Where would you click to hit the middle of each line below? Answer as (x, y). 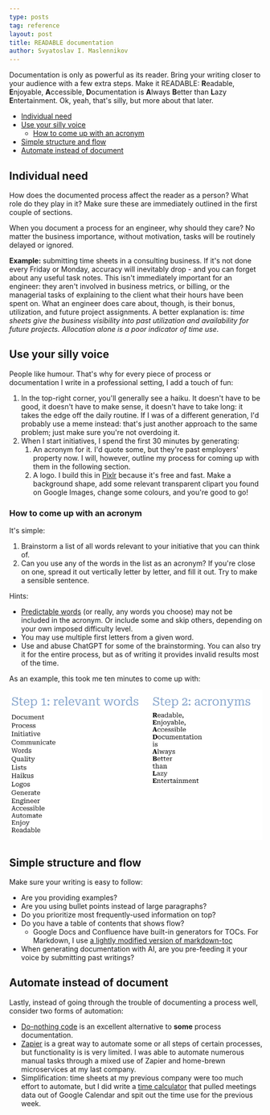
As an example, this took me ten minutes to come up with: (105, 679)
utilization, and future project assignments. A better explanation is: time (127, 312)
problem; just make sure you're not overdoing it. (100, 432)
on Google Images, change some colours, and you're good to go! (140, 492)
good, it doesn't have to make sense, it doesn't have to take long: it (132, 406)
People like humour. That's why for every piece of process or (110, 374)
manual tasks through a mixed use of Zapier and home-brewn (123, 1060)
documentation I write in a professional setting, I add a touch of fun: (121, 382)
